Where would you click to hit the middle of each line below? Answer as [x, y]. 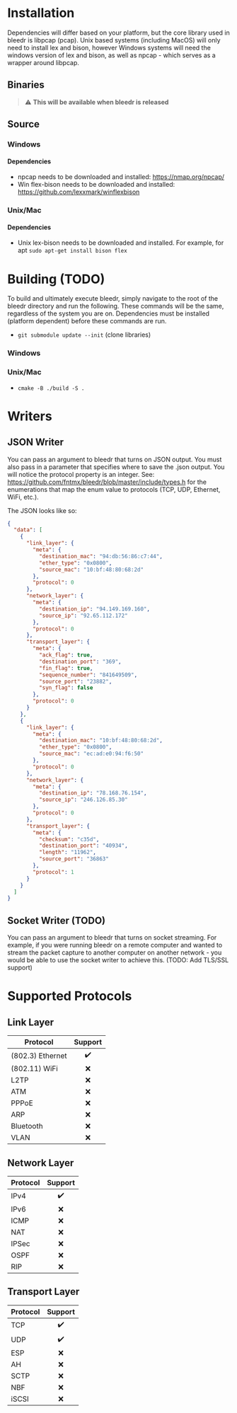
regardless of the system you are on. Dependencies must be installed [109, 313]
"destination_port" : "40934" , [83, 846]
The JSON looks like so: [42, 510]
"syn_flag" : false [66, 688]
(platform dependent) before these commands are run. [87, 321]
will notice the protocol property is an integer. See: [81, 474]
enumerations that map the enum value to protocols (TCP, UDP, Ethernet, [114, 489]
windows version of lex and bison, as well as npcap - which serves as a [111, 55]
